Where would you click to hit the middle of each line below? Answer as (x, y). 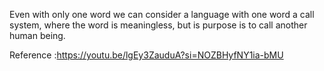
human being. (37, 35)
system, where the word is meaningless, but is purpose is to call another (158, 25)
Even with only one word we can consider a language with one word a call (162, 14)
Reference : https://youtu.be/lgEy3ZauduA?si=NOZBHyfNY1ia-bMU (146, 55)
